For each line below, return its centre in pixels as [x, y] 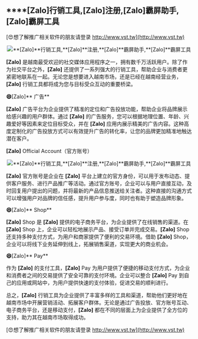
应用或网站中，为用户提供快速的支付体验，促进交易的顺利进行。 [94, 282]
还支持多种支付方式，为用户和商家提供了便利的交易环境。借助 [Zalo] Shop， [99, 237]
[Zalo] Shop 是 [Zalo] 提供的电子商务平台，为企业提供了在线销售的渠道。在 [97, 222]
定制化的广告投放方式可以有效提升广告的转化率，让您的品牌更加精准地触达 [101, 131]
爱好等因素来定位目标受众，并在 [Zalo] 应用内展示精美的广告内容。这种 [98, 124]
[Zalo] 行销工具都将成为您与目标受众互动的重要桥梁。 [71, 84]
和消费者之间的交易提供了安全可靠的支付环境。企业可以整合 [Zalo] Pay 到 [95, 275]
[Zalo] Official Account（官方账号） [49, 151]
